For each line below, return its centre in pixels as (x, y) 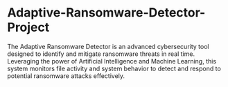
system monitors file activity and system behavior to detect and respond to (114, 68)
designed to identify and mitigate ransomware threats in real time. (101, 54)
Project (28, 27)
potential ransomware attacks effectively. (66, 76)
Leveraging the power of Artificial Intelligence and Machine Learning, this (112, 61)
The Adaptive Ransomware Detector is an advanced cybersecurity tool (108, 46)
